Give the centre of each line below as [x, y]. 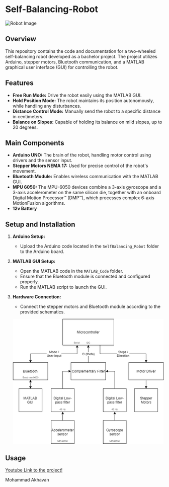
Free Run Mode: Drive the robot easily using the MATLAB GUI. [77, 95]
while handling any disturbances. [47, 106]
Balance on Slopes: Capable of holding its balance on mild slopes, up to [87, 122]
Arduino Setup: [29, 236]
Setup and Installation [40, 224]
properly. [29, 282]
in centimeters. [28, 116]
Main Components [35, 143]
